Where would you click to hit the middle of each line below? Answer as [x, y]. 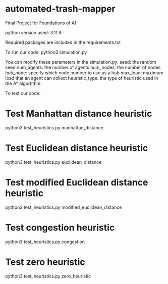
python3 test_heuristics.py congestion [45, 242]
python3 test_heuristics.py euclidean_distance [53, 162]
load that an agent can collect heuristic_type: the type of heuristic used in [82, 78]
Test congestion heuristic [60, 227]
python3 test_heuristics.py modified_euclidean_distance [64, 207]
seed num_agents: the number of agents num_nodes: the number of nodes [83, 67]
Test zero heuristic [45, 262]
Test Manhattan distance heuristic [79, 114]
